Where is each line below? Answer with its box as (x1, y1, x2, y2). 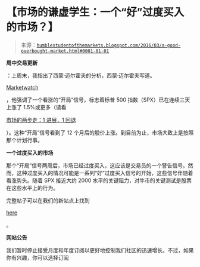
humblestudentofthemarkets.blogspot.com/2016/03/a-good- (36, 42, 181, 48)
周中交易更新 (6, 59, 37, 66)
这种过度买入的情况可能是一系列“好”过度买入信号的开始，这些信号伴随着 (16, 169, 193, 176)
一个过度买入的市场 (6, 149, 54, 156)
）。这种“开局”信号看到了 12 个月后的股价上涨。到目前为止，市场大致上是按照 (6, 129, 194, 136)
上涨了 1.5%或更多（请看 (6, 103, 67, 111)
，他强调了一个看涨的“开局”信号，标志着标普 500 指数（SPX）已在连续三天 (6, 96, 190, 103)
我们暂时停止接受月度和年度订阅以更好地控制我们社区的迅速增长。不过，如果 (6, 246, 194, 254)
